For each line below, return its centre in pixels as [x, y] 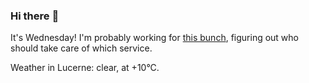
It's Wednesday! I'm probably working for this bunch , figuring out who [154, 38]
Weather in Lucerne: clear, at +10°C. [85, 68]
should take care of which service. [81, 48]
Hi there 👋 [35, 16]
